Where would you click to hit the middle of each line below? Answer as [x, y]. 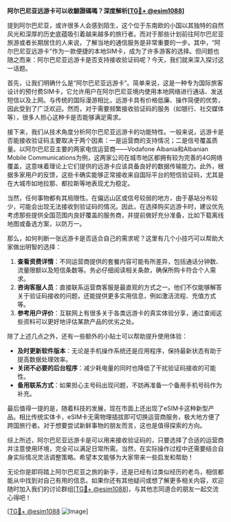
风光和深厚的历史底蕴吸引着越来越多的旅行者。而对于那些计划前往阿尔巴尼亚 [115, 34]
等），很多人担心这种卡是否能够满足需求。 [66, 117]
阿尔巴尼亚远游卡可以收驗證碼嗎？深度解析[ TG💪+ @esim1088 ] [96, 11]
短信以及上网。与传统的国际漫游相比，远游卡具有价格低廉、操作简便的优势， [115, 100]
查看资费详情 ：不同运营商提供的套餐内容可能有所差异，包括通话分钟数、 [119, 261]
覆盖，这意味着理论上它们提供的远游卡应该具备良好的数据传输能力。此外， [112, 166]
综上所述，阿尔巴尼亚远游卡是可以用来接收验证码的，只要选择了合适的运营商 [115, 440]
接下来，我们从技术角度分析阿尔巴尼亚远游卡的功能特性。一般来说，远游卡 [112, 132]
